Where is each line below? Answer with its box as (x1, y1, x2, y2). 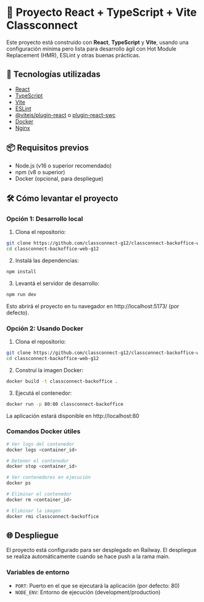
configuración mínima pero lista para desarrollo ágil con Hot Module (6, 45, 177, 52)
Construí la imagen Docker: (15, 366, 84, 374)
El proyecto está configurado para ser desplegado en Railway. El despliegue (6, 547, 197, 554)
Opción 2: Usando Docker (6, 324, 84, 333)
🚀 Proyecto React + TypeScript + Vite (6, 5, 197, 19)
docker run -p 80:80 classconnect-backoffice (6, 401, 123, 407)
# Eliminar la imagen (6, 508, 61, 514)
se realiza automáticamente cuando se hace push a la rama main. (6, 553, 170, 560)
